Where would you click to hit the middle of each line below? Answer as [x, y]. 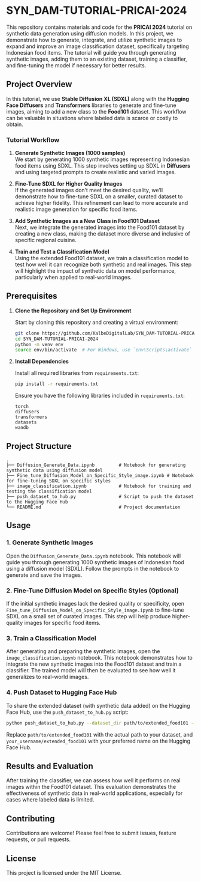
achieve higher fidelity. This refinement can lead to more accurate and [101, 203]
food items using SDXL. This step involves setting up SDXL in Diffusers [103, 166]
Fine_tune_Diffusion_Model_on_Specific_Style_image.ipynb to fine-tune [95, 610]
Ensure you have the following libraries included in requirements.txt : [100, 396]
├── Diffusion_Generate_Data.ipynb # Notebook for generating [96, 465]
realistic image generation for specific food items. [76, 209]
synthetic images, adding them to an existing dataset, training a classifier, [97, 59]
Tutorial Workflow [33, 140]
